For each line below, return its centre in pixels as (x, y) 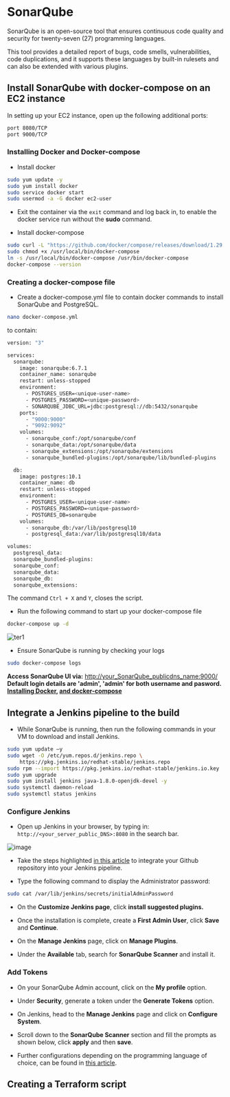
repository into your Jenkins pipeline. (69, 868)
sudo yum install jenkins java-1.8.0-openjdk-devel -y (87, 781)
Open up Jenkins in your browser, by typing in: (83, 826)
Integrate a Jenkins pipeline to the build (93, 712)
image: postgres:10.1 (50, 477)
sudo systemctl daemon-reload (50, 788)
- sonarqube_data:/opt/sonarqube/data (81, 445)
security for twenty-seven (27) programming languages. (87, 38)
